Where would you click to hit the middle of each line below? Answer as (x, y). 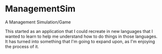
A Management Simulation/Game (38, 22)
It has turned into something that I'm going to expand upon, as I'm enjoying (80, 41)
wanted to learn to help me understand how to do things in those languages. (81, 36)
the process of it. (22, 46)
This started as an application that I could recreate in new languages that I (79, 31)
